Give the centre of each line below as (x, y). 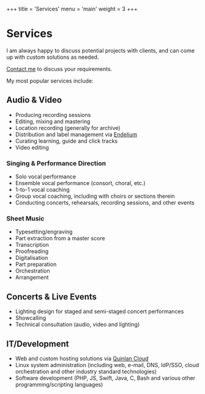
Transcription (32, 245)
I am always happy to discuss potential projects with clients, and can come (100, 50)
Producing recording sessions (53, 115)
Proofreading (32, 251)
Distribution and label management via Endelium (76, 134)
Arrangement (32, 278)
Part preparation (36, 264)
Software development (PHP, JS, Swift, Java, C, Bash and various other (105, 378)
